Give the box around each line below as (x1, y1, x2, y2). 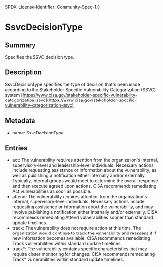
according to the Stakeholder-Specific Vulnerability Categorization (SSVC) (5, 86, 156, 93)
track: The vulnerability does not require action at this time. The (12, 225, 141, 231)
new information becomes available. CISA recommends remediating (12, 235, 150, 241)
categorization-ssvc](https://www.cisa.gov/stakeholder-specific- (5, 97, 137, 103)
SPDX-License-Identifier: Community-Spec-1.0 (5, 4, 100, 10)
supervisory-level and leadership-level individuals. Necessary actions (12, 162, 154, 168)
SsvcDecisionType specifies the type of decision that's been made (5, 81, 140, 87)
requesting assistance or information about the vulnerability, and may (12, 204, 154, 210)
